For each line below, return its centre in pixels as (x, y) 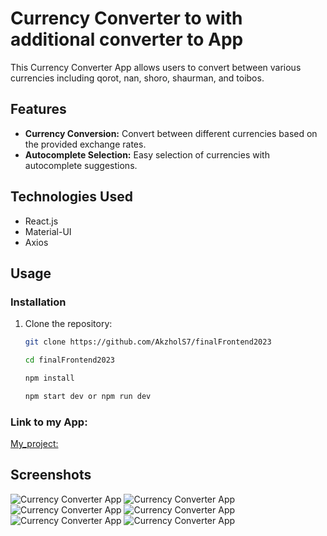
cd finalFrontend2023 (69, 360)
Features (38, 109)
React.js (41, 221)
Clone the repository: (68, 324)
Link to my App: (49, 422)
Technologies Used (71, 197)
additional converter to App (127, 39)
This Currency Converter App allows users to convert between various (156, 67)
